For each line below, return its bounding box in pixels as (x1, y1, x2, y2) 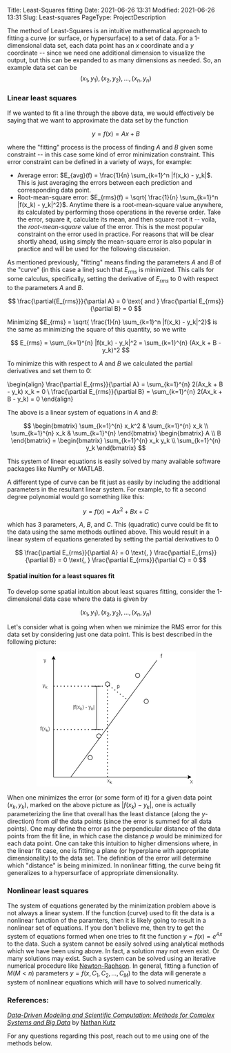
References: (7, 995, 50, 1005)
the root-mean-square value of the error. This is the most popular (17, 223, 203, 231)
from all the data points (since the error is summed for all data (35, 817, 212, 826)
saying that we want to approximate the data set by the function (7, 116, 188, 125)
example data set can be (7, 64, 77, 71)
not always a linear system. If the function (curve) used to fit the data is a (7, 909, 215, 917)
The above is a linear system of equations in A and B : (7, 408, 159, 416)
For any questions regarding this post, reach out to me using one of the (7, 1032, 210, 1041)
